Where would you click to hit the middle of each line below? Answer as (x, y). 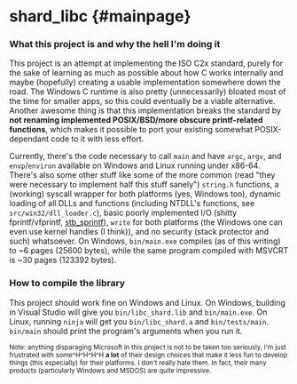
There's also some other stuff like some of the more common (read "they (142, 175)
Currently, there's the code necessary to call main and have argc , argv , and (145, 156)
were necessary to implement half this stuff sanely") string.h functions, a (144, 185)
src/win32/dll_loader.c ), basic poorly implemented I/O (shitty (123, 213)
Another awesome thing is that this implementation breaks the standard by (145, 111)
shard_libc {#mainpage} (100, 16)
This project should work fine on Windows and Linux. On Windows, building (148, 302)
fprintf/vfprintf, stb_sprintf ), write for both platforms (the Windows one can (146, 222)
